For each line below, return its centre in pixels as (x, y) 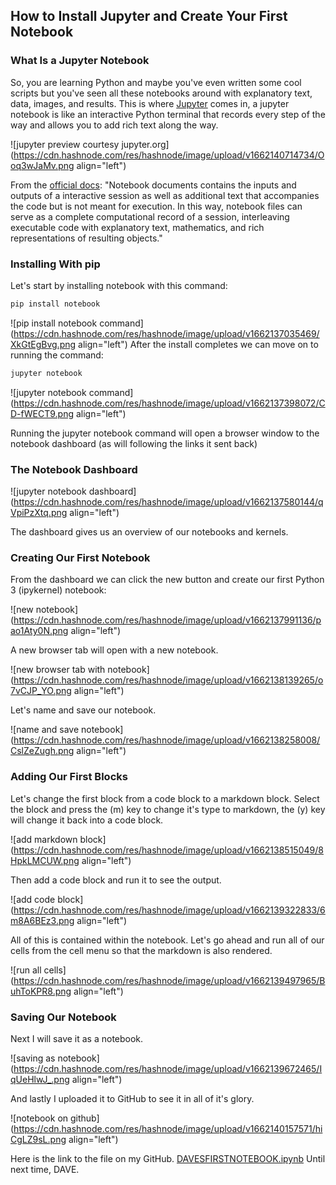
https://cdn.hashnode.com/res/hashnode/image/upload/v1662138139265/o (168, 680)
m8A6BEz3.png (42, 920)
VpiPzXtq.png (39, 513)
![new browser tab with (58, 670)
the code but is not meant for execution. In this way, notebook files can (156, 206)
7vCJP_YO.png (41, 691)
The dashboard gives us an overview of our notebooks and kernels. (149, 532)
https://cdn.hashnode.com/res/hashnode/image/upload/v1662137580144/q (168, 502)
